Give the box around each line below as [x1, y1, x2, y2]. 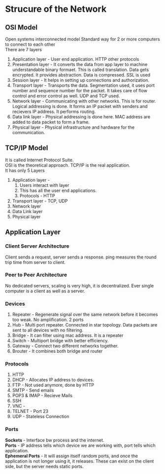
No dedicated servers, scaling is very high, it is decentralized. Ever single [5, 283, 154, 289]
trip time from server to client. [5, 259, 66, 265]
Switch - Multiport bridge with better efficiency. [12, 338, 109, 344]
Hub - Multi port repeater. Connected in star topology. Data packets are [12, 322, 158, 328]
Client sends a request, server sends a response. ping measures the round [5, 254, 157, 260]
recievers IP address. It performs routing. [12, 109, 96, 114]
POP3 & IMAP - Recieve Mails [12, 393, 72, 399]
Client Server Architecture [5, 243, 70, 250]
